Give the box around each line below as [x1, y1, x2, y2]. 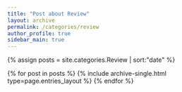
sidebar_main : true [7, 37, 65, 44]
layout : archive [7, 17, 55, 24]
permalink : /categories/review [7, 23, 99, 30]
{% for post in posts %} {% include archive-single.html [7, 70, 167, 78]
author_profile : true [7, 29, 71, 37]
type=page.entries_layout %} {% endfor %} [7, 77, 134, 85]
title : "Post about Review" [7, 10, 90, 18]
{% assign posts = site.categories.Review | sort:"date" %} [7, 55, 176, 64]
